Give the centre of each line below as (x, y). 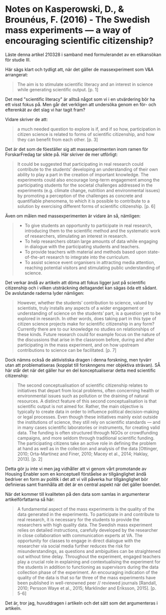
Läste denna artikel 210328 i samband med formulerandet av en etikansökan (83, 54)
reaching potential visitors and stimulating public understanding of (92, 268)
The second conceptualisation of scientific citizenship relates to (82, 385)
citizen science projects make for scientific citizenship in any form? (86, 324)
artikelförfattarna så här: (30, 499)
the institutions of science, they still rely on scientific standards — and (89, 422)
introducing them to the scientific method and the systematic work (92, 231)
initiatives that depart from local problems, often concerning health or (88, 390)
